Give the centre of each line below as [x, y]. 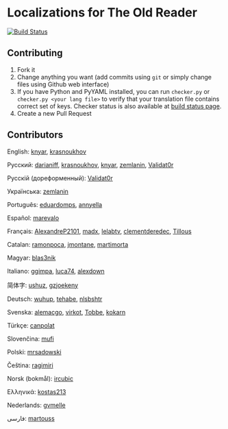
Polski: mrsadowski [34, 352]
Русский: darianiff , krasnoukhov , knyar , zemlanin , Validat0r [90, 164]
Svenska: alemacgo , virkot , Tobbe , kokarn [66, 312]
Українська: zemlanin [38, 191]
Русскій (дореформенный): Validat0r [60, 178]
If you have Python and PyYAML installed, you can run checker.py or [113, 91]
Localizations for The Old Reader [102, 13]
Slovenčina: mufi [31, 339]
